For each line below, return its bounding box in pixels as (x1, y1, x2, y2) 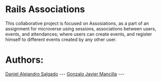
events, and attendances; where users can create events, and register (5, 31, 152, 37)
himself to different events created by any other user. (5, 36, 117, 43)
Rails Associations (5, 4, 85, 15)
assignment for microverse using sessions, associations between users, (5, 25, 156, 31)
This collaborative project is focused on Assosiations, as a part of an (5, 20, 149, 26)
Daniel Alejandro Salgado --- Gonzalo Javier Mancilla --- (5, 71, 125, 77)
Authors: (5, 54, 44, 66)
